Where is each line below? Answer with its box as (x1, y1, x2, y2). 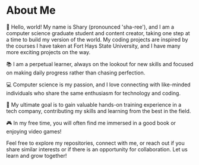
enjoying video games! (6, 127, 62, 135)
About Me (6, 4, 56, 17)
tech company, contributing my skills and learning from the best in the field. (6, 107, 191, 114)
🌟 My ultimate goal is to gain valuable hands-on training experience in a (6, 101, 182, 108)
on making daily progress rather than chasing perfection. (6, 69, 146, 76)
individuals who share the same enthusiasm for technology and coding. (6, 89, 181, 96)
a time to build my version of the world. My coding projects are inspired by (6, 36, 188, 43)
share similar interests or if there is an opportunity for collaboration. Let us (6, 145, 188, 152)
